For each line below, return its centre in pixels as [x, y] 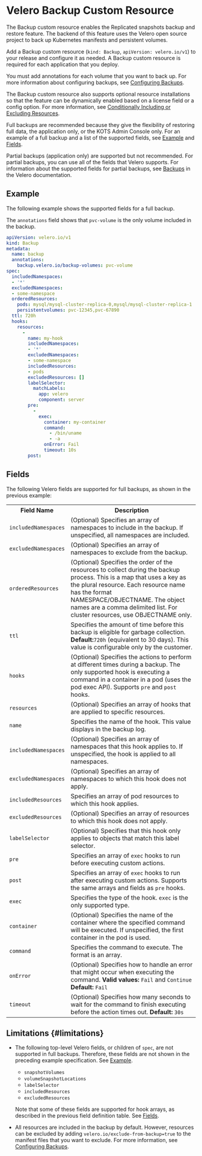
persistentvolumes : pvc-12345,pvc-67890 [68, 311]
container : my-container [75, 422]
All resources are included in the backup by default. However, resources [104, 1127]
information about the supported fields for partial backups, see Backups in [98, 168]
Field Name [37, 510]
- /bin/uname [66, 433]
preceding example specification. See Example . [74, 1060]
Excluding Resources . [33, 113]
